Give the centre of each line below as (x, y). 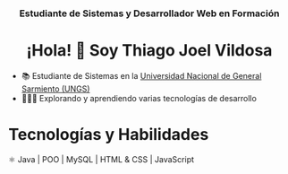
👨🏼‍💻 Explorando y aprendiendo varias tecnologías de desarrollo (139, 98)
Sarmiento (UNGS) (55, 89)
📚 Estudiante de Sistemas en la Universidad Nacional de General (141, 75)
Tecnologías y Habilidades (109, 135)
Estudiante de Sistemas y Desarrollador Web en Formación (149, 13)
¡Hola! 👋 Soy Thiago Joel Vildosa (149, 51)
